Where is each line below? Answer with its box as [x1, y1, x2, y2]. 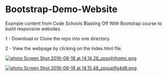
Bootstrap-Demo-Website [5, 4, 117, 15]
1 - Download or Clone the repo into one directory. [5, 35, 111, 42]
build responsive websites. [5, 25, 62, 31]
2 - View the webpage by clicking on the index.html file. [5, 45, 123, 51]
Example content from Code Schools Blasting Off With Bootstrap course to [5, 20, 162, 26]
